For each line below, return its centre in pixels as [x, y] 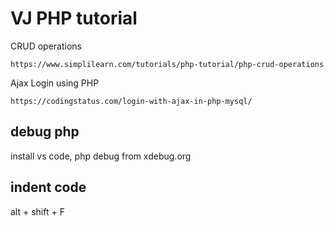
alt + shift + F [37, 211]
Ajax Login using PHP [55, 83]
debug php [45, 132]
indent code [48, 187]
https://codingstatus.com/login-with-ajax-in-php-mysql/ [131, 101]
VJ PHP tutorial [74, 18]
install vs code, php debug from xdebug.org [101, 156]
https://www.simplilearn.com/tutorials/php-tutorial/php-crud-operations [167, 64]
